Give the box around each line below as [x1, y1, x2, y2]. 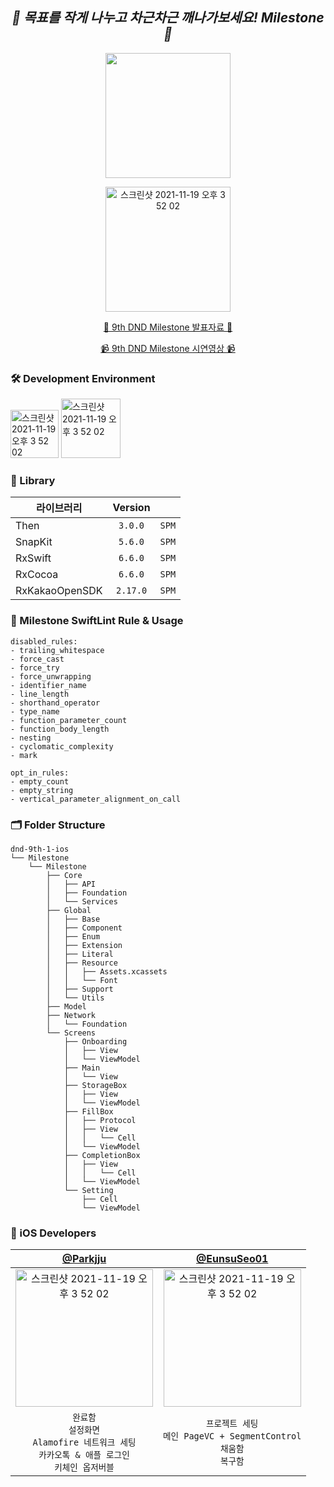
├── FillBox [63, 1107, 114, 1117]
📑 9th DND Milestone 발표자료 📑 [103, 321, 233, 333]
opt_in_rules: [10, 768, 70, 778]
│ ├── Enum [46, 932, 101, 942]
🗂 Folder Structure [10, 818, 106, 832]
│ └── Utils [46, 993, 105, 1003]
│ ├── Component [46, 923, 123, 933]
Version [112, 501, 151, 515]
